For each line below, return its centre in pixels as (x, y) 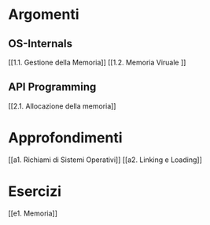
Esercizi (35, 191)
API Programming (52, 87)
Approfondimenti (65, 138)
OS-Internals (41, 44)
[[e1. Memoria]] (33, 213)
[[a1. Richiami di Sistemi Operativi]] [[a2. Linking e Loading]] (105, 160)
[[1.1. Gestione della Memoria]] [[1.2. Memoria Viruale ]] (97, 62)
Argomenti (44, 15)
